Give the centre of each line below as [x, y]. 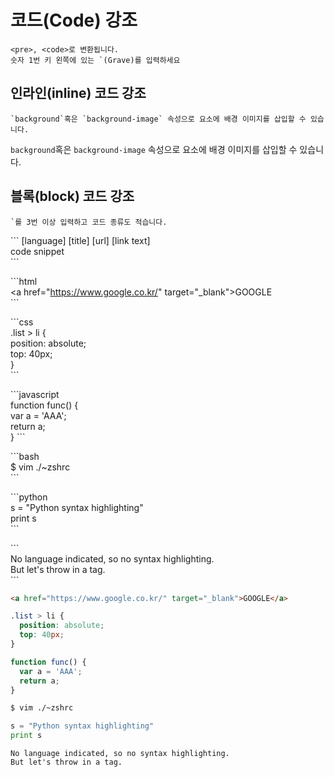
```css [22, 322]
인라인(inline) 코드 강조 [78, 93]
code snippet [37, 251]
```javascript [35, 394]
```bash [25, 456]
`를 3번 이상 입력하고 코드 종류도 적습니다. [89, 222]
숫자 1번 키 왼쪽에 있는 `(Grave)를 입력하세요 [95, 60]
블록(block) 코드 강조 [72, 196]
